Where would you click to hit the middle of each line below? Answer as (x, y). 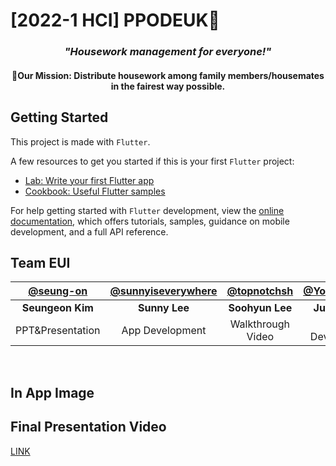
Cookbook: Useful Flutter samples (95, 191)
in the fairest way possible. (168, 86)
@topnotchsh (260, 291)
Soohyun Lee (260, 308)
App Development (164, 331)
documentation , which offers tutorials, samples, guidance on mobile (150, 221)
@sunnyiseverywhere (163, 291)
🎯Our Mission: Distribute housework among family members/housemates (168, 75)
